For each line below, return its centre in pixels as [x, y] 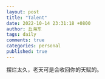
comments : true [25, 40]
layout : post [23, 12]
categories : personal [34, 46]
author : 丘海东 [24, 29]
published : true [27, 52]
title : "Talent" [27, 18]
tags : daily [21, 35]
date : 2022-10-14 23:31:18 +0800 [49, 23]
